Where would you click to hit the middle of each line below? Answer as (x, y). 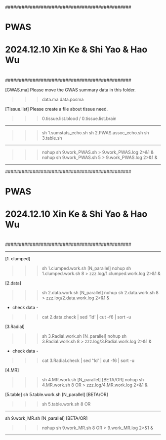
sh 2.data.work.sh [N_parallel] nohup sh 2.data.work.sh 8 (100, 293)
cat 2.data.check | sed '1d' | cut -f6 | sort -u (86, 317)
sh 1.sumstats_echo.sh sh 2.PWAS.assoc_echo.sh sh (95, 132)
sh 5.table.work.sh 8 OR (66, 404)
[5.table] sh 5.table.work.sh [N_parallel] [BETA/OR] (57, 395)
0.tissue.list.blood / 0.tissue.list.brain (79, 119)
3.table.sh (52, 138)
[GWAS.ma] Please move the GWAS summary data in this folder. (70, 90)
